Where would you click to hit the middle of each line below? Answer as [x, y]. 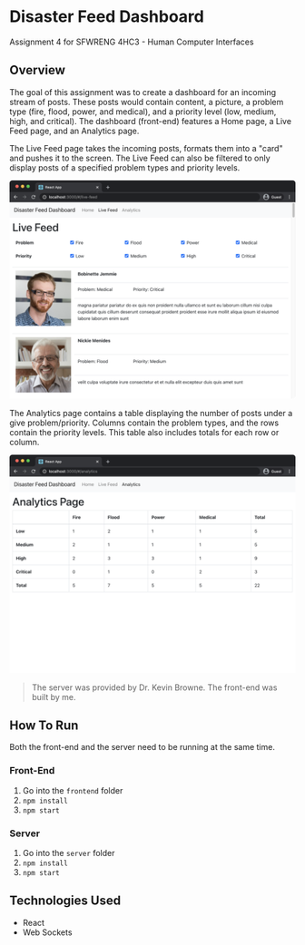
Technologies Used [65, 901]
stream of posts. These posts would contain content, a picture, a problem [147, 102]
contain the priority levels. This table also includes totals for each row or [144, 432]
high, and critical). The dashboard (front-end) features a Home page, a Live [151, 121]
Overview [38, 70]
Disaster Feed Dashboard [107, 17]
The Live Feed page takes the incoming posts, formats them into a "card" [146, 148]
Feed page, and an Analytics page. [74, 131]
